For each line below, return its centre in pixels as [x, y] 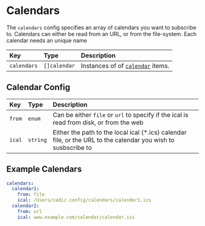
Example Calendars [44, 169]
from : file [31, 195]
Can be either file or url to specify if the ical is [120, 115]
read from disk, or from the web [98, 122]
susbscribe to [72, 147]
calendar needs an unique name [47, 40]
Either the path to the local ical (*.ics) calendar [120, 132]
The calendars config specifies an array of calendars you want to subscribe [101, 27]
